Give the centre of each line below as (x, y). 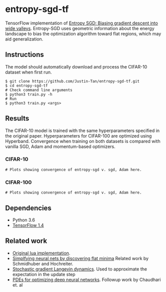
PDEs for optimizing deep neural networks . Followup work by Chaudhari (86, 279)
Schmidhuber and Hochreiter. (43, 263)
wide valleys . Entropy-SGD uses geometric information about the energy (80, 28)
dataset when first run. (28, 72)
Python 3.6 (23, 220)
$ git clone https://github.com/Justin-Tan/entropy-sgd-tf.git (72, 81)
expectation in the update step (44, 274)
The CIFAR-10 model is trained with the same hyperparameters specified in (82, 130)
